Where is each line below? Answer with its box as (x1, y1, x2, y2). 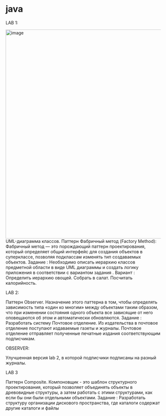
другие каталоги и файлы (5, 405, 59, 411)
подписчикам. (5, 335, 36, 341)
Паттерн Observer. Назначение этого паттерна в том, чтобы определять (5, 299, 158, 305)
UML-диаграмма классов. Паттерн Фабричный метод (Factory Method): (5, 238, 157, 244)
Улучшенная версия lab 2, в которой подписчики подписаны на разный (5, 355, 157, 360)
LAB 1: (5, 20, 19, 26)
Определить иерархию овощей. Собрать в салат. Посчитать (5, 274, 133, 281)
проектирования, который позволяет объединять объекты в (5, 384, 133, 390)
